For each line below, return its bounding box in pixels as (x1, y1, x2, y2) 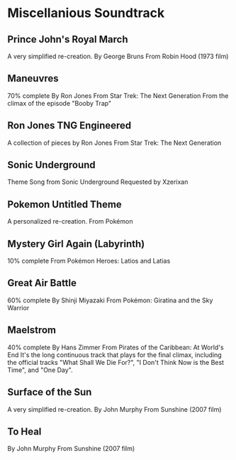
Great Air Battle (7, 277, 77, 289)
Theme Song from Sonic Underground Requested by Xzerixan (7, 177, 189, 186)
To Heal (7, 425, 42, 437)
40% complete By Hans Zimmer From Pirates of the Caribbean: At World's (7, 343, 225, 351)
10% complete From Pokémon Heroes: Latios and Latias (7, 257, 171, 265)
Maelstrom (7, 324, 57, 336)
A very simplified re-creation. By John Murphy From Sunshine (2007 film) (7, 405, 222, 413)
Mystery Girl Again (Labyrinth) (7, 238, 145, 250)
